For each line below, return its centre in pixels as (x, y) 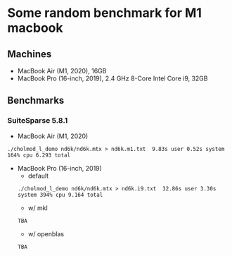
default (38, 176)
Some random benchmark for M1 (105, 13)
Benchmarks (36, 100)
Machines (30, 54)
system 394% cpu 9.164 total (60, 195)
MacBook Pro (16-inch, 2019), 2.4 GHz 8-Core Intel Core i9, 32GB (112, 78)
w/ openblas (46, 233)
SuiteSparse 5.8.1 (38, 121)
